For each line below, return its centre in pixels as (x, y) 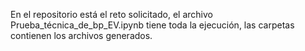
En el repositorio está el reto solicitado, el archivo (111, 14)
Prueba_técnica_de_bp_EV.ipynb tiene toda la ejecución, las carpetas (152, 25)
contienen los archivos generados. (81, 35)
